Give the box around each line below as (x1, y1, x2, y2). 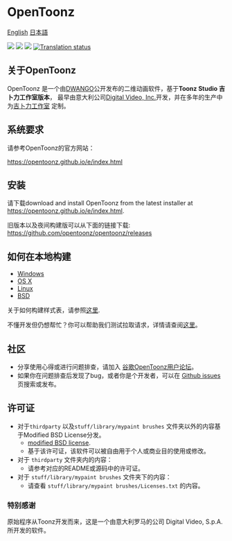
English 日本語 (7, 28, 48, 36)
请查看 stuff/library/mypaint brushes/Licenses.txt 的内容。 (27, 481, 204, 490)
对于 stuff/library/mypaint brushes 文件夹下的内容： (17, 472, 172, 481)
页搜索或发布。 (17, 380, 60, 388)
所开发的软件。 (7, 526, 50, 535)
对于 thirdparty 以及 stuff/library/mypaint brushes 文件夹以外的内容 (17, 422, 215, 430)
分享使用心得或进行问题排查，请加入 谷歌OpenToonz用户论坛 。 (17, 363, 198, 371)
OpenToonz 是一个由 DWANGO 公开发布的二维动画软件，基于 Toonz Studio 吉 (7, 84, 225, 92)
